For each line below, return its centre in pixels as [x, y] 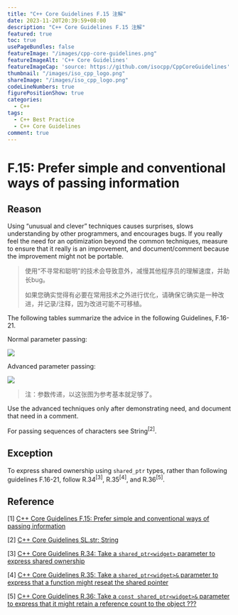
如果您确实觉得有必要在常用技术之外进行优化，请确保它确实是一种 [121, 295]
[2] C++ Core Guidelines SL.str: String [63, 540]
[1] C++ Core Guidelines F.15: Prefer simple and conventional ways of [108, 518]
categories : [25, 100]
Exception [30, 453]
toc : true [22, 40]
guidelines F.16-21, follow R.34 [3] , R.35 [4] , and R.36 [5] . [86, 479]
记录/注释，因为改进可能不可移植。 [94, 304]
